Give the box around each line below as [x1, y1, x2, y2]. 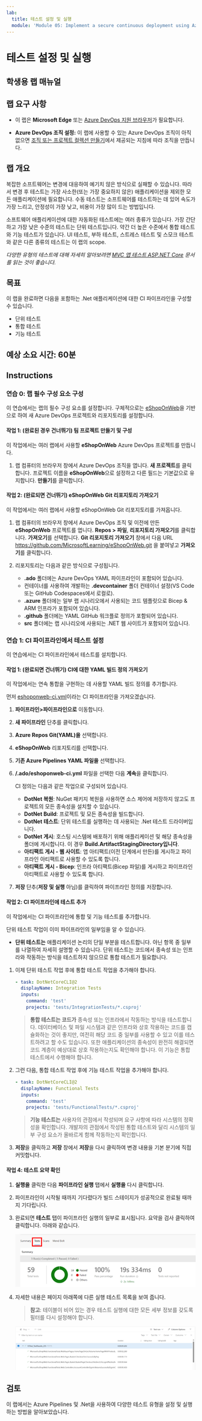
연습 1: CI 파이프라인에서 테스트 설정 [6, 636, 104, 644]
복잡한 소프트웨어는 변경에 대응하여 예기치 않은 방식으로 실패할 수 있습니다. [6, 180, 182, 188]
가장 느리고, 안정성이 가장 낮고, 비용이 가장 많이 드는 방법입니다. [6, 203, 155, 210]
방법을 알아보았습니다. [17, 1408, 69, 1415]
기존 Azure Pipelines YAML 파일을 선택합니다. [14, 757, 126, 764]
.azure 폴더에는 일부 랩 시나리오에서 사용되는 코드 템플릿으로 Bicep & [23, 597, 188, 604]
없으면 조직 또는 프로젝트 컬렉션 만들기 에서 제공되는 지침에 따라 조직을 [14, 136, 179, 144]
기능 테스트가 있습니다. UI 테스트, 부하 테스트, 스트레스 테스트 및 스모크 [12, 230, 178, 238]
